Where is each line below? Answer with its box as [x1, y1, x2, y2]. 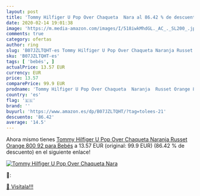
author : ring [6, 42, 39, 48]
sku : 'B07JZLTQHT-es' [6, 53, 60, 59]
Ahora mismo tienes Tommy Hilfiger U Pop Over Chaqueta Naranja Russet [6, 136, 187, 143]
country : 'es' [6, 92, 42, 98]
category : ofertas [6, 36, 52, 42]
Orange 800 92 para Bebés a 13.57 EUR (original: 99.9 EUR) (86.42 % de [6, 142, 185, 150]
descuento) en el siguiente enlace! [6, 148, 91, 155]
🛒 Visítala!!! [6, 183, 34, 191]
